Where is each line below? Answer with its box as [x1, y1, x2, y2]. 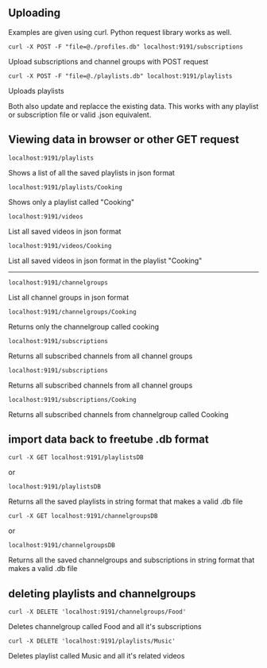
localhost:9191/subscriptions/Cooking [8, 396, 137, 404]
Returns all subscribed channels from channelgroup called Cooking [8, 409, 229, 419]
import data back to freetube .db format [8, 433, 209, 446]
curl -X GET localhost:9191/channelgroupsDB [8, 512, 158, 520]
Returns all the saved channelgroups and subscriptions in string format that [8, 555, 255, 565]
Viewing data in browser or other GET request [8, 133, 240, 146]
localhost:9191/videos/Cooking [8, 241, 112, 249]
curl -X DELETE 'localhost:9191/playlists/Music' [8, 637, 176, 646]
